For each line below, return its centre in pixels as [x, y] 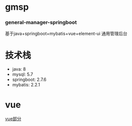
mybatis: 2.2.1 [26, 85]
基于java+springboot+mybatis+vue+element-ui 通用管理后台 [66, 34]
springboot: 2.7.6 [29, 79]
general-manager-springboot [41, 23]
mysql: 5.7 [23, 75]
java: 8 [19, 69]
